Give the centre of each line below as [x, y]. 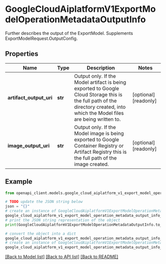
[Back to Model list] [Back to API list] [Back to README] [62, 257]
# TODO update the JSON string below [44, 202]
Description [101, 67]
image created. [91, 164]
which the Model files [99, 113]
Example [19, 181]
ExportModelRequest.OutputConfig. [41, 38]
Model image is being [99, 133]
